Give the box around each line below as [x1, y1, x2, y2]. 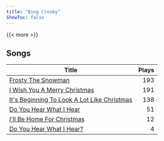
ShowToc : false [6, 14, 45, 20]
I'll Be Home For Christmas [9, 115, 85, 124]
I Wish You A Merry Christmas [9, 86, 95, 94]
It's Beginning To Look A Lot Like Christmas [9, 95, 133, 104]
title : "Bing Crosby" [6, 8, 61, 15]
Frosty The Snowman [9, 76, 70, 85]
